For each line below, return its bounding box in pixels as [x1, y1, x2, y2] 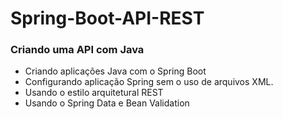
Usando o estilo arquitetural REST [24, 87, 164, 99]
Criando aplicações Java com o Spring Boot [24, 65, 207, 77]
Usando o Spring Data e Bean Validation [24, 97, 190, 109]
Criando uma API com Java [10, 43, 145, 57]
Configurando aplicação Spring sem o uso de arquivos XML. [24, 76, 274, 88]
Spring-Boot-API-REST [10, 7, 205, 30]
